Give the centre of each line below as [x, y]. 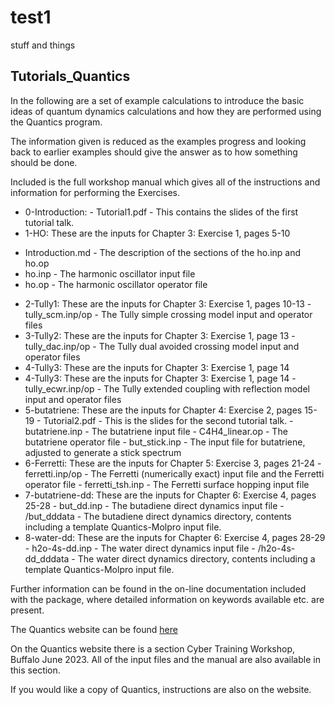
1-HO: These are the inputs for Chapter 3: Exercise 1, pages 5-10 [157, 233]
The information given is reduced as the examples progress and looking [158, 141]
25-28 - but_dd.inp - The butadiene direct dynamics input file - [154, 505]
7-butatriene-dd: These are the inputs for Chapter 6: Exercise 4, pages [170, 495]
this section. [35, 670]
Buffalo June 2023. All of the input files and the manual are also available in [165, 659]
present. [27, 610]
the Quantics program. [56, 122]
